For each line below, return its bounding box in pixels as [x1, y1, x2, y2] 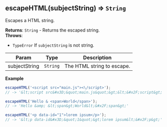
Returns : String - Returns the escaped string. [5, 27, 100, 33]
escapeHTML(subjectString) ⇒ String [5, 4, 126, 13]
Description [83, 54, 112, 61]
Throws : [5, 32, 23, 38]
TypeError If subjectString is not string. [12, 42, 94, 48]
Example [5, 75, 24, 81]
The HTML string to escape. [64, 62, 130, 69]
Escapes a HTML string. [5, 17, 55, 23]
